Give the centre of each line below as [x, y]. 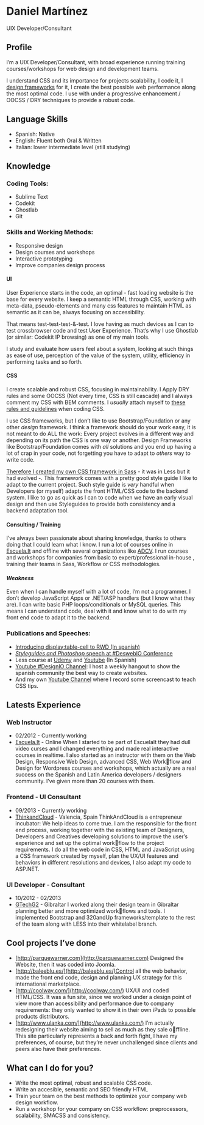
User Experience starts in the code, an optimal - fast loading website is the [100, 292]
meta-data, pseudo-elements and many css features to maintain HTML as [99, 305]
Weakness [20, 578]
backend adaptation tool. [37, 510]
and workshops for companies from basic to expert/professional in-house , [100, 558]
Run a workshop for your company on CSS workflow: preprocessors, [101, 1108]
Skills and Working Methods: [50, 232]
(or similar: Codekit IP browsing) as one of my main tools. [78, 337]
